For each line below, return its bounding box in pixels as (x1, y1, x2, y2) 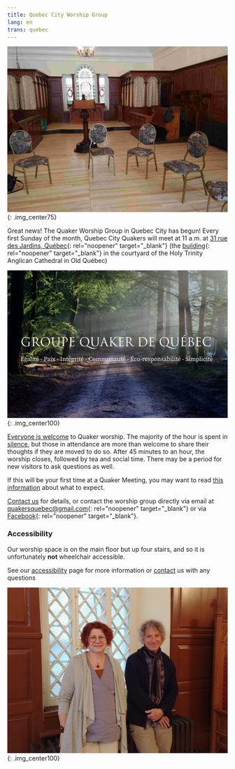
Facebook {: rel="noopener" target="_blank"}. (7, 512, 138, 520)
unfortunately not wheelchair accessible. (7, 552, 125, 561)
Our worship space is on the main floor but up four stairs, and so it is (7, 545, 205, 553)
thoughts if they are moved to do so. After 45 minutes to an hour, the (7, 447, 205, 456)
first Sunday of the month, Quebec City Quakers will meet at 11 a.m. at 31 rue (7, 234, 228, 243)
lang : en (7, 18, 33, 26)
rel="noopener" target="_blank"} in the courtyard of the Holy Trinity (7, 249, 203, 257)
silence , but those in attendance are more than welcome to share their (7, 440, 209, 448)
